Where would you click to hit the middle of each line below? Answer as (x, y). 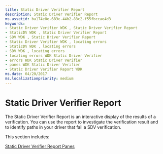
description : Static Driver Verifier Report (51, 14)
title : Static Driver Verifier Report (45, 10)
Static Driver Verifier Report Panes (40, 146)
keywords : (15, 23)
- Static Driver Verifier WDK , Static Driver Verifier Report (71, 28)
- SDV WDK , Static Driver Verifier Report (50, 38)
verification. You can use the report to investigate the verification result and (82, 122)
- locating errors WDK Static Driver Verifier (54, 56)
